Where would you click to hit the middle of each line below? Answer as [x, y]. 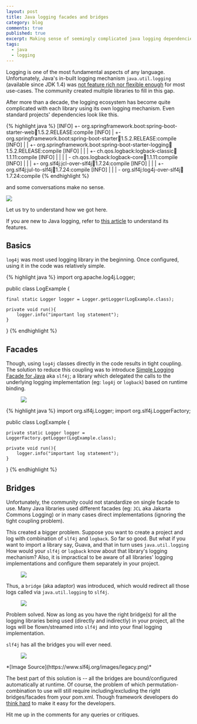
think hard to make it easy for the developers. [61, 703]
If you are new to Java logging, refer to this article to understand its [87, 221]
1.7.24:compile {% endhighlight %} [48, 176]
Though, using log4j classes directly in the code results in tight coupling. [94, 363]
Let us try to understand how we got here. [57, 210]
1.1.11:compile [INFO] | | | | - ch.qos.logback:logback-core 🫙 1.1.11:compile [92, 157]
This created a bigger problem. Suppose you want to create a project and [95, 533]
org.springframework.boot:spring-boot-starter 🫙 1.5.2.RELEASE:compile [91, 138]
